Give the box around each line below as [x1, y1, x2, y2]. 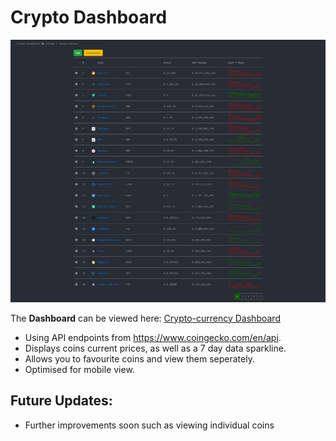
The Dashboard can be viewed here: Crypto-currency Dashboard [10, 312, 281, 324]
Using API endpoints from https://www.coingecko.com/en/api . [24, 331, 282, 343]
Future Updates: [10, 392, 113, 410]
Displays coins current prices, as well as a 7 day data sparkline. [24, 342, 287, 354]
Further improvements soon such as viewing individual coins [24, 419, 275, 431]
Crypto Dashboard [10, 6, 168, 29]
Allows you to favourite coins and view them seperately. [24, 352, 255, 365]
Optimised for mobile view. [24, 363, 135, 375]
